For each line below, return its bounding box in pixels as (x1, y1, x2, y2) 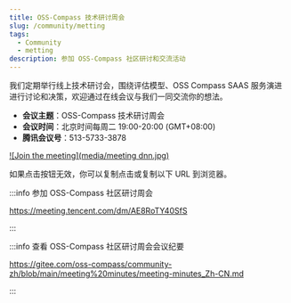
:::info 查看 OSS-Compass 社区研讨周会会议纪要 (9, 242, 185, 251)
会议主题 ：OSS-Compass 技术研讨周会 (21, 111, 166, 120)
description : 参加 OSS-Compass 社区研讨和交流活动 (9, 54, 186, 63)
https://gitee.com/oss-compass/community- (9, 259, 173, 269)
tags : (9, 29, 29, 38)
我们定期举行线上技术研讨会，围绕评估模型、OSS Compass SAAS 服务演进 (9, 80, 283, 90)
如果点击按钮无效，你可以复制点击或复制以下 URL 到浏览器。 (9, 168, 232, 179)
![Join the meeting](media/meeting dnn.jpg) (9, 151, 170, 160)
